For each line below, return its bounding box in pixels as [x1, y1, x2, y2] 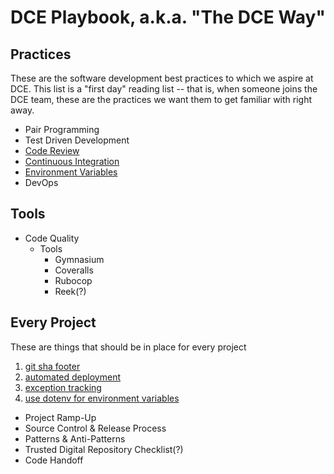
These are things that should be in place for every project [10, 341, 247, 353]
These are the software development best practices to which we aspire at [10, 72, 314, 84]
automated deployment [24, 371, 121, 383]
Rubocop [54, 274, 93, 286]
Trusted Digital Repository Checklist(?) [24, 443, 184, 455]
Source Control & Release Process [24, 422, 167, 434]
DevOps [24, 177, 59, 188]
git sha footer [24, 360, 81, 372]
